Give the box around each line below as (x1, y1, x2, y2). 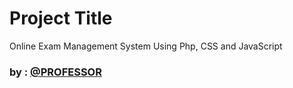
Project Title (9, 7, 113, 30)
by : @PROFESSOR (9, 65, 102, 79)
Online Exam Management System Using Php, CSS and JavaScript (9, 40, 283, 52)
